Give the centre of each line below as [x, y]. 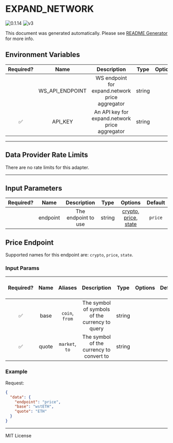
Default [156, 202]
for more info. [20, 39]
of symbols [97, 309]
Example [16, 372]
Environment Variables [43, 55]
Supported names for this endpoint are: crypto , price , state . [69, 255]
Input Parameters [34, 188]
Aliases [68, 288]
